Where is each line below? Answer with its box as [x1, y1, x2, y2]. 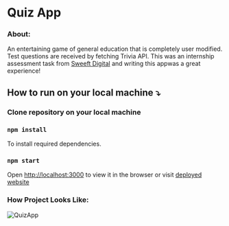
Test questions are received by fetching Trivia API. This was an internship [7, 52, 215, 60]
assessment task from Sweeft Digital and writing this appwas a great [7, 60, 201, 68]
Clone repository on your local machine [7, 107, 141, 117]
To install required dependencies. [7, 139, 101, 148]
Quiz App [7, 5, 62, 21]
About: [7, 30, 31, 39]
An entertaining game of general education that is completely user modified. [7, 45, 223, 53]
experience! [7, 67, 41, 75]
